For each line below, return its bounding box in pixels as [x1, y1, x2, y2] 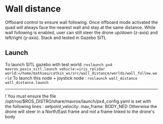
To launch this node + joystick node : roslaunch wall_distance [13, 75, 138, 81]
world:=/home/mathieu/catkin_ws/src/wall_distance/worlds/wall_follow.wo [5, 71, 158, 76]
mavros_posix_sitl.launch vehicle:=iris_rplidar [5, 67, 105, 71]
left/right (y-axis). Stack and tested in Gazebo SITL [5, 35, 107, 41]
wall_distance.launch [5, 80, 49, 85]
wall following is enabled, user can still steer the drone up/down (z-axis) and [5, 29, 158, 35]
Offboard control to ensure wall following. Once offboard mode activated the [5, 19, 158, 25]
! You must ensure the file [5, 93, 56, 99]
